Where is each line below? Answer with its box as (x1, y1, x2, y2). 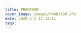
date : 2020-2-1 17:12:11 (5, 16, 56, 21)
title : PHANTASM (5, 7, 39, 12)
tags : (5, 20, 16, 26)
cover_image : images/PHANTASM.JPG (5, 12, 77, 16)
